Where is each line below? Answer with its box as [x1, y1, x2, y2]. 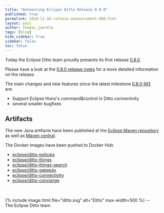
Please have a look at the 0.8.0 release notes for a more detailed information [5, 66, 159, 72]
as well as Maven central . [5, 133, 56, 139]
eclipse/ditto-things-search [12, 162, 67, 168]
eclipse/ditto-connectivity [12, 173, 64, 178]
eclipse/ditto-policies [12, 152, 55, 157]
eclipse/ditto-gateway [12, 167, 57, 173]
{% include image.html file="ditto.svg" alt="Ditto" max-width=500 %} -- [5, 197, 150, 203]
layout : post [5, 20, 32, 26]
